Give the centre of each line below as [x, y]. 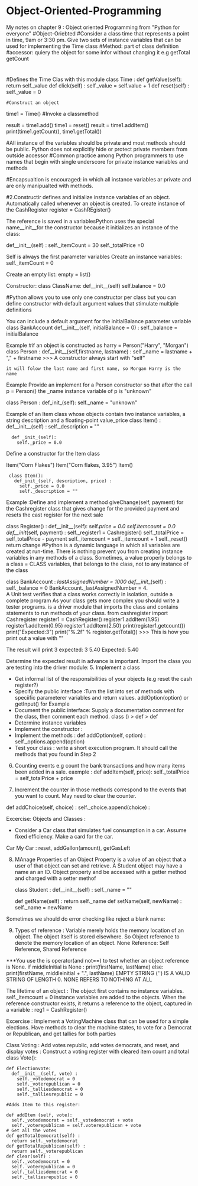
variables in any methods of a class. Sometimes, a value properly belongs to [99, 558]
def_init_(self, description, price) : [63, 481]
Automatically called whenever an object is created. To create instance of [95, 204]
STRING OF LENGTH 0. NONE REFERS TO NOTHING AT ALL [79, 980]
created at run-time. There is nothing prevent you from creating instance [95, 551]
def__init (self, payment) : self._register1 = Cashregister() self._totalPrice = [95, 532]
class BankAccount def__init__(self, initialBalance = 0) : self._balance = [92, 328]
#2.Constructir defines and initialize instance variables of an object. [88, 197]
